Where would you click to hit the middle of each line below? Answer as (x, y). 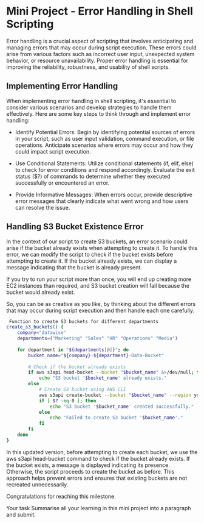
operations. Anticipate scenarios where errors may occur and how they (104, 145)
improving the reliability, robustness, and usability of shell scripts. (88, 67)
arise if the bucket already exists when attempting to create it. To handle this (102, 247)
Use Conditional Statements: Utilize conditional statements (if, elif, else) (104, 163)
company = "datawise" (42, 333)
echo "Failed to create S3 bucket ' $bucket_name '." (116, 418)
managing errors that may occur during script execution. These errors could (101, 48)
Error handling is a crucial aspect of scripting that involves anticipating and (100, 41)
